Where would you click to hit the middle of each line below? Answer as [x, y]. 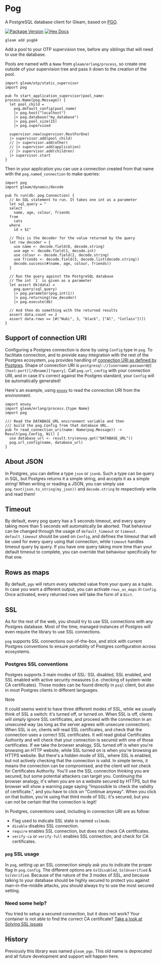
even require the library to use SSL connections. [53, 632]
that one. [14, 557]
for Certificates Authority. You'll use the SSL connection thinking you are [77, 771]
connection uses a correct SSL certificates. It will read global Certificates [78, 735]
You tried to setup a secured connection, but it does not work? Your [72, 913]
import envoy [18, 404]
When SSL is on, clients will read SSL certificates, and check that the [74, 730]
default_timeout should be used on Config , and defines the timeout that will [81, 536]
